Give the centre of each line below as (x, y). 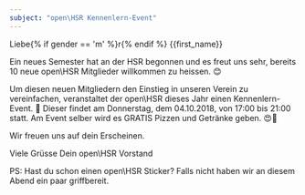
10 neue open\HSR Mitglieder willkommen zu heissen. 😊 (116, 71)
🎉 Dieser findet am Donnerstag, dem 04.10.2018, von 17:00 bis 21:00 (163, 108)
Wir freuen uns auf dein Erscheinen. (77, 135)
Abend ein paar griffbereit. (59, 180)
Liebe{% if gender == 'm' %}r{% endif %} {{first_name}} (116, 44)
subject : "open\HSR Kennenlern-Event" (83, 18)
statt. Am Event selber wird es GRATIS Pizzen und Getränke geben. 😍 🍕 (143, 118)
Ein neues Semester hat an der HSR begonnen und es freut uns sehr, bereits (153, 61)
